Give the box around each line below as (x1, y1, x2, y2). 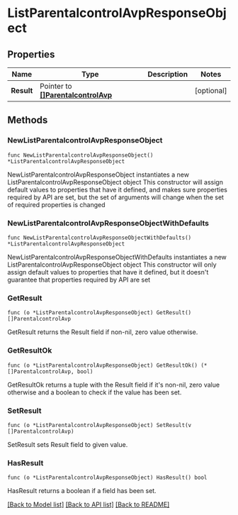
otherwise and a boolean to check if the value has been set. (7, 388, 182, 397)
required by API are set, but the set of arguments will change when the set (7, 193, 225, 201)
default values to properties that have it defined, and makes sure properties (7, 185, 228, 194)
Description (147, 70, 188, 79)
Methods (7, 114, 48, 126)
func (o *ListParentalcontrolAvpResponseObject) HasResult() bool (7, 474, 208, 482)
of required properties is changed (7, 200, 106, 209)
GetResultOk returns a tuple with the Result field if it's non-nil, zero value (7, 380, 220, 389)
